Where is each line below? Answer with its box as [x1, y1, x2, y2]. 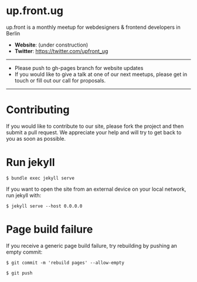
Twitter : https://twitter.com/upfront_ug [14, 47, 108, 54]
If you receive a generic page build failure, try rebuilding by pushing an [6, 242, 178, 249]
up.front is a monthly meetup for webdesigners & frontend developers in [6, 24, 181, 31]
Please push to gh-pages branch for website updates [14, 64, 144, 71]
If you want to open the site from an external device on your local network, [6, 185, 186, 193]
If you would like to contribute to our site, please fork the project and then [6, 122, 184, 130]
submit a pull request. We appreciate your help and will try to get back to [6, 128, 182, 136]
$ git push [6, 270, 33, 276]
